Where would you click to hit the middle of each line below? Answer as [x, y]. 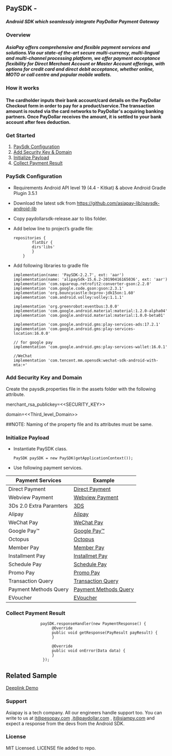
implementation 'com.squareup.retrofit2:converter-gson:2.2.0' [82, 284]
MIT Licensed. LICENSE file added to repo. [51, 748]
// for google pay [33, 342]
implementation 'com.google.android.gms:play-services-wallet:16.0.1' [90, 347]
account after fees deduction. [38, 122]
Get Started [21, 135]
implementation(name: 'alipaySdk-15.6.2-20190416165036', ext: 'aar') [90, 279]
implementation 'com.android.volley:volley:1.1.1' [69, 297]
